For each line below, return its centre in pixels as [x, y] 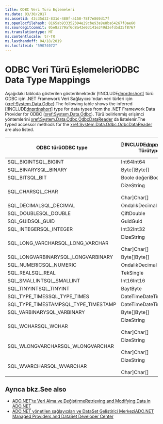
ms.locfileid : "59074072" [31, 46]
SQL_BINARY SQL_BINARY [37, 169]
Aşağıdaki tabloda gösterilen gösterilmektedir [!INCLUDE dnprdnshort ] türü [79, 93]
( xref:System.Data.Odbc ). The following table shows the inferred [69, 104]
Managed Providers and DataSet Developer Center [63, 416]
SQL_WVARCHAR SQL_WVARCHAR [47, 366]
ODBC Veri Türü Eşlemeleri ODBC [72, 70]
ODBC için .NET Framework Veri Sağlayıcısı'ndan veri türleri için [69, 98]
